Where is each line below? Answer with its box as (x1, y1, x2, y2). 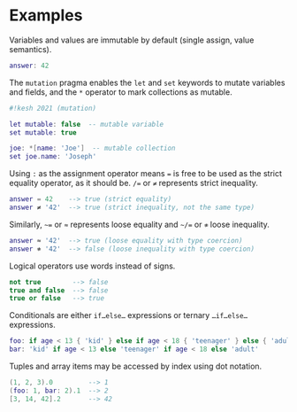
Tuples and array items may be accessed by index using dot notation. (9, 361, 263, 372)
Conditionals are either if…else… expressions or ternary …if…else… (9, 310, 248, 321)
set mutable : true (9, 128, 77, 137)
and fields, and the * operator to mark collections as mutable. (9, 86, 232, 97)
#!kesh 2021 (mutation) (9, 104, 97, 113)
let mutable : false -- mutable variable (9, 120, 164, 128)
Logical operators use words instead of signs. (9, 260, 176, 271)
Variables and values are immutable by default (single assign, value (9, 35, 255, 45)
